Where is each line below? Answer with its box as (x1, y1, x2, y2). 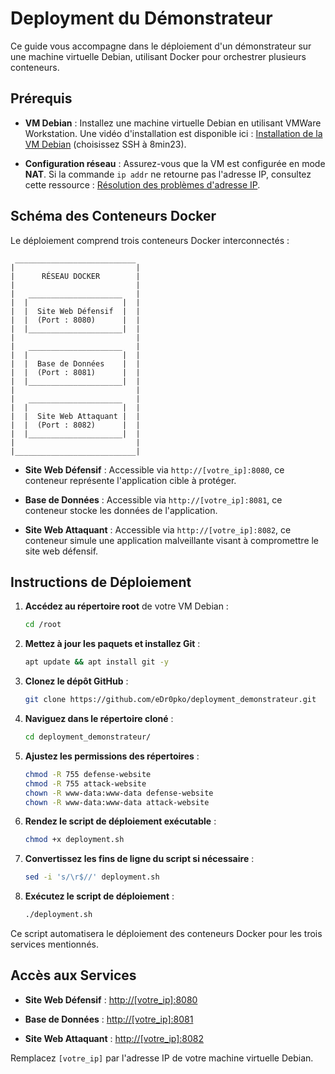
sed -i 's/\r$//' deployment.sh (24, 872, 160, 882)
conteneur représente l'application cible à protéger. (24, 474, 237, 486)
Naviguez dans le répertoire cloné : (24, 713, 174, 724)
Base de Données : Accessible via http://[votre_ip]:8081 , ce (24, 493, 283, 506)
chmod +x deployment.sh (24, 835, 125, 845)
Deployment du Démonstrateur (10, 7, 273, 30)
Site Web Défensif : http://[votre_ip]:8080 (24, 993, 198, 1006)
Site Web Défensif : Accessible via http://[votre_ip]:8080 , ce (24, 463, 285, 476)
